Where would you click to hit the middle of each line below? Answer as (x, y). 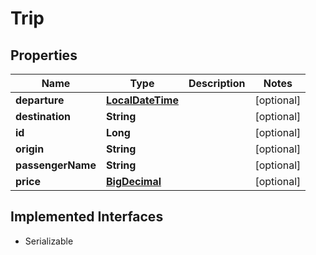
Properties (44, 55)
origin (30, 149)
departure (40, 100)
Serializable (49, 241)
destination (43, 116)
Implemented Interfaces (87, 217)
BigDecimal (133, 181)
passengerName (56, 165)
